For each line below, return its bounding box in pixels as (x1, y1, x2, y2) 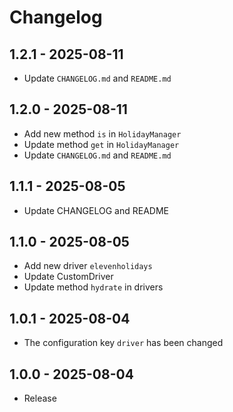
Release (23, 392, 57, 405)
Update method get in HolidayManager (23, 138, 180, 150)
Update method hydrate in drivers (23, 281, 164, 293)
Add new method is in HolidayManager (23, 127, 182, 140)
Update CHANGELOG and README (23, 204, 169, 216)
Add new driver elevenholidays (23, 260, 153, 272)
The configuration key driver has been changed (23, 337, 224, 349)
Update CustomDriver (23, 271, 114, 283)
